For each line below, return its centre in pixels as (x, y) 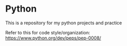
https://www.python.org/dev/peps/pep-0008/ (53, 38)
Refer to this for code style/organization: (48, 32)
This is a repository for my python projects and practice (64, 23)
